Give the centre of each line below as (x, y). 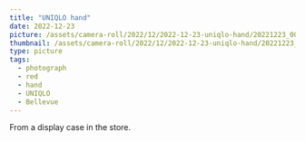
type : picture (36, 52)
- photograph (42, 69)
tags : (20, 60)
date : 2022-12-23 (42, 26)
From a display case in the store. (70, 127)
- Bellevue (38, 102)
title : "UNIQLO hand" (50, 18)
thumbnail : (30, 43)
